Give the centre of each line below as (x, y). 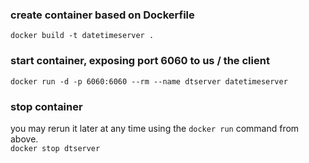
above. (24, 139)
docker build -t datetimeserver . (82, 36)
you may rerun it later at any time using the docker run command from (155, 128)
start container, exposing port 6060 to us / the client (140, 61)
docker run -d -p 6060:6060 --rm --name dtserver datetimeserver (149, 81)
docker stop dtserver (55, 148)
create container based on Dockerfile (102, 15)
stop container (46, 106)
